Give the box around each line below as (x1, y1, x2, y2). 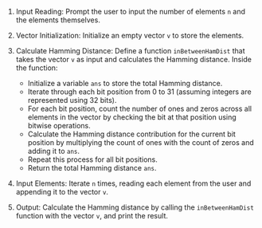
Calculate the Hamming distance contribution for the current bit (27, 129, 237, 139)
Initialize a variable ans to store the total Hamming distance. (27, 79, 223, 88)
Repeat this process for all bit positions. (27, 155, 158, 164)
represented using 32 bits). (27, 96, 117, 104)
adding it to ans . (27, 147, 80, 155)
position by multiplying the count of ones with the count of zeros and (27, 138, 255, 147)
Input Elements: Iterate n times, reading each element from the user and (15, 179, 252, 188)
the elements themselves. (15, 15, 101, 25)
